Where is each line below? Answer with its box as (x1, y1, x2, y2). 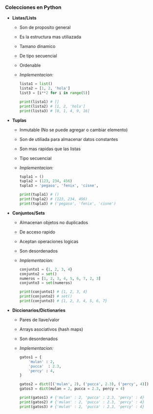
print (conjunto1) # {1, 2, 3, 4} (19, 289, 88, 295)
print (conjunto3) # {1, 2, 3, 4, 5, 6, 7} (19, 299, 108, 303)
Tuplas (12, 117, 27, 123)
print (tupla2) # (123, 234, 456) (19, 197, 88, 202)
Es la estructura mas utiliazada (19, 34, 82, 40)
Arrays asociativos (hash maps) (19, 326, 84, 332)
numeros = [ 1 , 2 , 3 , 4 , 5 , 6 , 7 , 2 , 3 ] (19, 276, 101, 281)
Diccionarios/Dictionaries (12, 307, 66, 313)
